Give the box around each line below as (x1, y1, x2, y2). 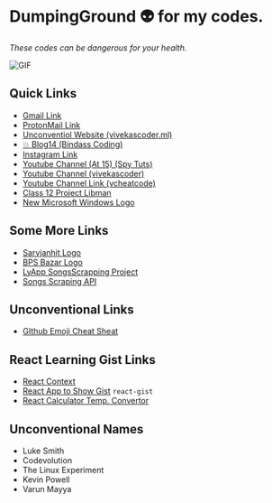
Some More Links (9, 223, 109, 238)
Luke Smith (22, 445, 65, 456)
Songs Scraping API (22, 275, 97, 286)
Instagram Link (22, 149, 78, 160)
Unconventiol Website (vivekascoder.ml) (22, 129, 173, 140)
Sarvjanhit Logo (22, 247, 81, 257)
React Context (22, 376, 76, 387)
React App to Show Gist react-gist (22, 386, 153, 396)
